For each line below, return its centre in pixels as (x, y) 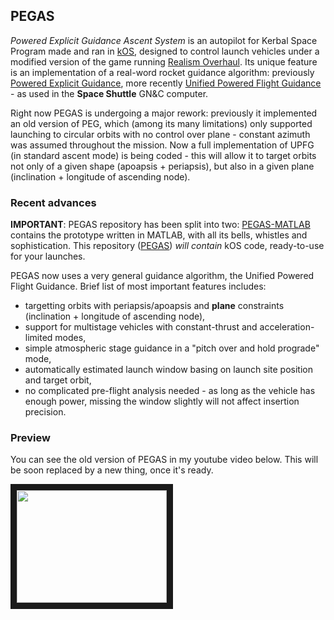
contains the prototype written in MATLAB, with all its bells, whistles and (159, 235)
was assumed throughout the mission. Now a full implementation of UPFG (162, 145)
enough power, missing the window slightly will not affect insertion (162, 401)
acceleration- (287, 327)
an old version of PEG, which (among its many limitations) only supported (161, 123)
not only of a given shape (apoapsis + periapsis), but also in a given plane (162, 166)
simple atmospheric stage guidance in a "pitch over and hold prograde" (172, 348)
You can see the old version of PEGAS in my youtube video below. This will (164, 460)
